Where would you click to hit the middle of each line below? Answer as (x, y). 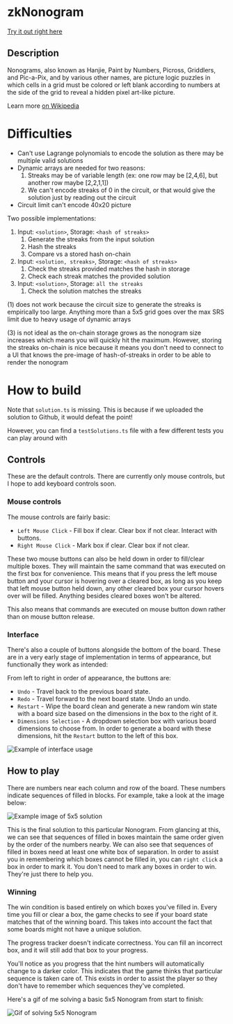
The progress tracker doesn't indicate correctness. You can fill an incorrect (115, 943)
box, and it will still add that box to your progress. (78, 950)
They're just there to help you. (50, 874)
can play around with (37, 438)
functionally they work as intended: (58, 664)
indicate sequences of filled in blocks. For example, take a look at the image (116, 795)
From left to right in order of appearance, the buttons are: (89, 678)
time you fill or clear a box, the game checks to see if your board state (107, 915)
